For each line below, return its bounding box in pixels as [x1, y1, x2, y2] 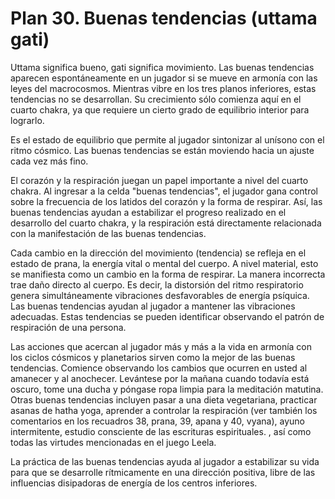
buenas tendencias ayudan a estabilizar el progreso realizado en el [10, 206, 287, 218]
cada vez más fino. [10, 155, 89, 167]
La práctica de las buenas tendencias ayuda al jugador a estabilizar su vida [10, 455, 320, 467]
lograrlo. [10, 114, 45, 126]
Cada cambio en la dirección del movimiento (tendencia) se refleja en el [10, 247, 307, 259]
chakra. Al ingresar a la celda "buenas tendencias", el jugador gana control [10, 185, 318, 197]
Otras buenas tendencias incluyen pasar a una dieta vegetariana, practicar [10, 393, 318, 406]
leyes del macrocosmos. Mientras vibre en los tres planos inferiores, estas [10, 82, 317, 94]
